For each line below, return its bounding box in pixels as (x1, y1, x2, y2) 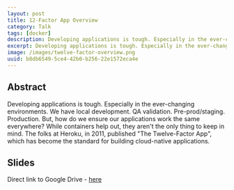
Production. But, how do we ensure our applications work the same (7, 114, 201, 122)
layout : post (7, 10, 45, 17)
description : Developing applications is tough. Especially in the (7, 36, 208, 43)
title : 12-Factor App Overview (7, 17, 98, 24)
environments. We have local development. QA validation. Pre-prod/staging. (7, 107, 225, 116)
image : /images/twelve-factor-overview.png (7, 49, 136, 56)
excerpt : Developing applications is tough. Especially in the (7, 42, 195, 49)
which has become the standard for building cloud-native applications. (7, 136, 210, 145)
